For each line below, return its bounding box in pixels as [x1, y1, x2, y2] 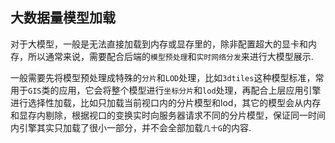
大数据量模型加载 [10, 9, 116, 27]
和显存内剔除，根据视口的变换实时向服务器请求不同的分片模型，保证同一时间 [10, 109, 326, 121]
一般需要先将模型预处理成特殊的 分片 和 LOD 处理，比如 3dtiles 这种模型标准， [10, 71, 316, 83]
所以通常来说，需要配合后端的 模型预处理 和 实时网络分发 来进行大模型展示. [27, 50, 314, 62]
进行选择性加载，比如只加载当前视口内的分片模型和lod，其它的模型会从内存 [10, 96, 322, 108]
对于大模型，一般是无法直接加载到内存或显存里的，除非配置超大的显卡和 [10, 38, 308, 50]
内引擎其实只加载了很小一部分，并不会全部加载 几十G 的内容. [10, 121, 252, 133]
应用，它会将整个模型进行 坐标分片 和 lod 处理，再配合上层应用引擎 [58, 84, 322, 96]
